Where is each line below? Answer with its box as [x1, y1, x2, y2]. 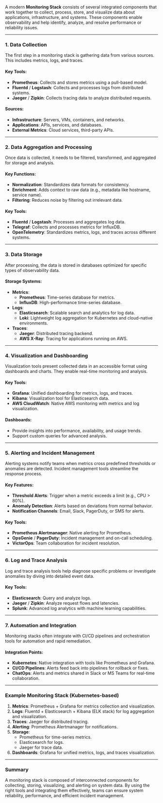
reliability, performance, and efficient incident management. [5, 792, 125, 798]
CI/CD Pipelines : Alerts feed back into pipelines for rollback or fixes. [12, 665, 149, 671]
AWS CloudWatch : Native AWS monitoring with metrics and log [12, 401, 140, 406]
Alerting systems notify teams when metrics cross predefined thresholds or [5, 460, 156, 466]
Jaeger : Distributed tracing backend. [19, 330, 94, 336]
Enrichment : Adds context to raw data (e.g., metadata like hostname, [12, 187, 151, 193]
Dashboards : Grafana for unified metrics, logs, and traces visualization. [12, 749, 155, 755]
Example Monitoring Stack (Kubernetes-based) [5, 692, 119, 699]
